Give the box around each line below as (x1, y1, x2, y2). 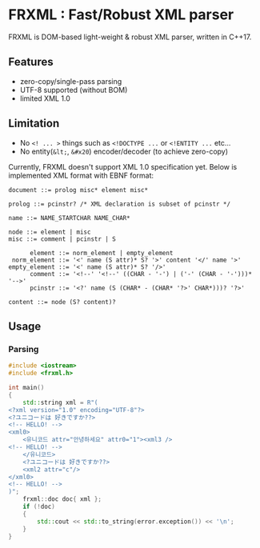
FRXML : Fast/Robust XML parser (8, 6, 234, 24)
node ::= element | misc (8, 228, 91, 236)
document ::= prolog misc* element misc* (8, 186, 149, 194)
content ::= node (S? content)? (8, 298, 116, 306)
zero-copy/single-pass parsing (19, 76, 122, 86)
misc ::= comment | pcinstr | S (8, 234, 116, 243)
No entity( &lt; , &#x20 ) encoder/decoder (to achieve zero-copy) (19, 146, 229, 156)
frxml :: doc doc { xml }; (22, 495, 102, 503)
